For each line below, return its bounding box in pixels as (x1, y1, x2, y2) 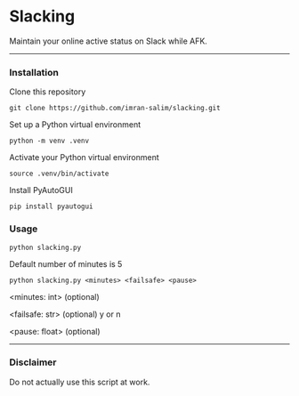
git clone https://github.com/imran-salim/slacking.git (9, 104, 221, 113)
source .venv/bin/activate (9, 169, 109, 179)
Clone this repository (9, 86, 86, 97)
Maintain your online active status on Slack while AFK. (9, 36, 207, 46)
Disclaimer (9, 356, 57, 368)
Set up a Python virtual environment (9, 119, 141, 130)
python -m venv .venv (9, 136, 90, 146)
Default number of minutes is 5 (9, 258, 123, 269)
